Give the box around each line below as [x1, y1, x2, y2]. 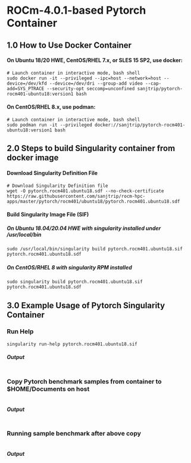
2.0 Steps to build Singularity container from [7, 143, 176, 154]
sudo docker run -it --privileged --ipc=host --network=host [7, 75, 162, 81]
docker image [7, 153, 59, 163]
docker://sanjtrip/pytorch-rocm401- [95, 122, 186, 128]
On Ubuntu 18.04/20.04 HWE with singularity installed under [7, 225, 161, 232]
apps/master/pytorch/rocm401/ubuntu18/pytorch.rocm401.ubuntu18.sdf [7, 198, 180, 204]
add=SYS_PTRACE [7, 85, 45, 91]
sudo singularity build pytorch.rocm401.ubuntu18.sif [7, 279, 143, 285]
